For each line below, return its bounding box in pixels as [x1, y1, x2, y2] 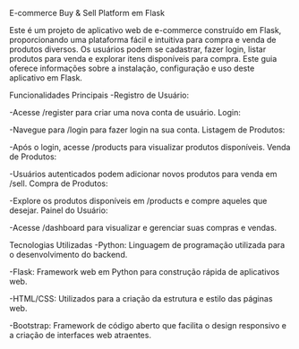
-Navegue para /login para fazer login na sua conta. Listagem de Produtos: [9, 124, 286, 135]
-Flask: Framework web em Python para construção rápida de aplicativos [9, 267, 280, 277]
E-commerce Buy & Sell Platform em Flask [9, 8, 166, 18]
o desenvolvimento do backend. [9, 250, 128, 260]
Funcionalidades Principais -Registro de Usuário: [9, 89, 190, 100]
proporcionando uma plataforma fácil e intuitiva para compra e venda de [9, 35, 277, 45]
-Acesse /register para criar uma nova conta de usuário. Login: [9, 107, 242, 117]
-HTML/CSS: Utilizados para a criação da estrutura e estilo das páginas [9, 294, 273, 303]
